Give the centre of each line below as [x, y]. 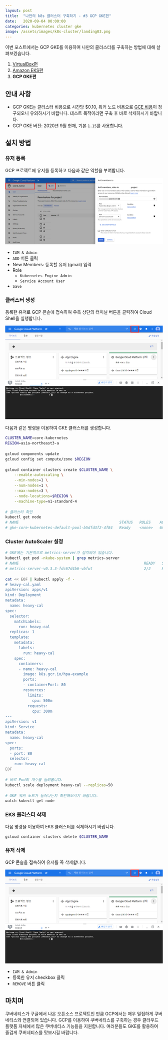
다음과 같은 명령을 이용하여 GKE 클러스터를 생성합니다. [58, 428]
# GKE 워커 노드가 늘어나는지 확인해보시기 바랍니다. [52, 796]
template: [20, 637]
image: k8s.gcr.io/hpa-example [56, 674]
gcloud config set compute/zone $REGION [48, 459]
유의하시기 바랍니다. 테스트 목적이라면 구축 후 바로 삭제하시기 [89, 113]
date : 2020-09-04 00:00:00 [35, 21]
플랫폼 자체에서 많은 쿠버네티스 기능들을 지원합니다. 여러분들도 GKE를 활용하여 [82, 1026]
